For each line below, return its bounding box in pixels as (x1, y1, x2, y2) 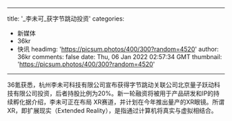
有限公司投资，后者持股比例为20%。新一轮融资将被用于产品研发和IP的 (12, 89, 214, 97)
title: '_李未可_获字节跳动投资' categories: (7, 14, 125, 23)
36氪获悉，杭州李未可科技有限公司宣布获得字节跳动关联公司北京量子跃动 (7, 80, 215, 89)
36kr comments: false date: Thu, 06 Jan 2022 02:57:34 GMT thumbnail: (17, 53, 222, 60)
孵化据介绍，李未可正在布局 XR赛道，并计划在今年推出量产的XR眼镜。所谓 (12, 98, 225, 106)
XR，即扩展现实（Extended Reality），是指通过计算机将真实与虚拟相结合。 (7, 107, 217, 114)
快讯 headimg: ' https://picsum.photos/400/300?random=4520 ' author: (17, 45, 219, 53)
